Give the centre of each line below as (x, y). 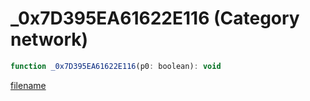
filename (28, 85)
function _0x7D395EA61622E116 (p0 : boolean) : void (116, 66)
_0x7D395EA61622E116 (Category (155, 18)
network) (49, 39)
